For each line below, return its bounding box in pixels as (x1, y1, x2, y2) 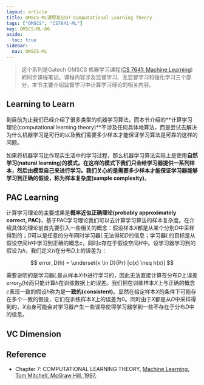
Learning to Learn (6, 99, 75, 109)
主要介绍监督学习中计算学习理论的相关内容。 (42, 81, 155, 88)
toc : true (12, 37, 36, 43)
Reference (6, 349, 47, 359)
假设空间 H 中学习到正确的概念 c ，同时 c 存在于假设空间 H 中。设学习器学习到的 (6, 239, 196, 247)
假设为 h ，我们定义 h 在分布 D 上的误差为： (6, 247, 107, 254)
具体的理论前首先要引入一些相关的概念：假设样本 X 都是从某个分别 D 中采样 (11, 224, 195, 231)
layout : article (6, 9, 47, 15)
